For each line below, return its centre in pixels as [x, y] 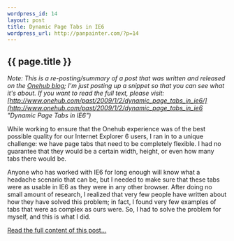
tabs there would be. [37, 159]
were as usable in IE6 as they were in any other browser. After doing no [110, 187]
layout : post [26, 20]
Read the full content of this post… [57, 231]
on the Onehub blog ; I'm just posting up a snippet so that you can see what [116, 86]
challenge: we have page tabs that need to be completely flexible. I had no [114, 144]
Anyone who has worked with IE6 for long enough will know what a [104, 173]
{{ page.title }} [39, 61]
